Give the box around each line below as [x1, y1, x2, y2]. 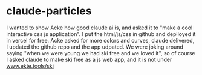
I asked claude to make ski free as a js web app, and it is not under [6, 56, 172, 63]
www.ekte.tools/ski [6, 62, 54, 70]
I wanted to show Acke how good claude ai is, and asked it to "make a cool [6, 24, 193, 31]
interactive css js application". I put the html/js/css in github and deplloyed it [6, 30, 196, 37]
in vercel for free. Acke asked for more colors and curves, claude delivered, [6, 37, 195, 44]
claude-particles [6, 4, 92, 18]
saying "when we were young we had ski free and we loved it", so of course [6, 49, 195, 56]
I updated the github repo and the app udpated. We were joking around [6, 43, 183, 50]
